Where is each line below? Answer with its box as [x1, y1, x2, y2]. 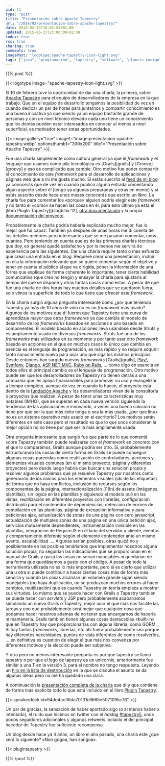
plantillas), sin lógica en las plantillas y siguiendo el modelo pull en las [5, 491, 146, 497]
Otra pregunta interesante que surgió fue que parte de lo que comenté [5, 434, 148, 440]
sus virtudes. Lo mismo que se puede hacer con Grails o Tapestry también [5, 590, 156, 596]
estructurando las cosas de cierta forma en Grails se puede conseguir [5, 449, 147, 456]
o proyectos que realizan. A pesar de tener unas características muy [5, 393, 143, 399]
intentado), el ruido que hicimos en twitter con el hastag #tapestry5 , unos [5, 712, 154, 717]
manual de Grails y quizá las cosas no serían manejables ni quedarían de [5, 554, 152, 560]
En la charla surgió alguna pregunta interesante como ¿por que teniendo [5, 299, 151, 305]
